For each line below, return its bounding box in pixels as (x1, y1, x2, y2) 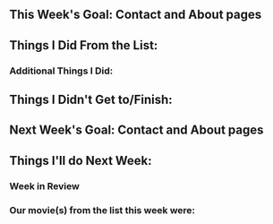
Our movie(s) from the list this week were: (9, 203, 195, 216)
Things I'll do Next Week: (9, 152, 152, 168)
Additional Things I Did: (9, 65, 114, 77)
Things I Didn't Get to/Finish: (9, 92, 173, 108)
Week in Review (9, 179, 81, 192)
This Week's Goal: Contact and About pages (9, 7, 262, 22)
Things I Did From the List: (9, 38, 158, 53)
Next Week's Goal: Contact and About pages (9, 123, 264, 138)
